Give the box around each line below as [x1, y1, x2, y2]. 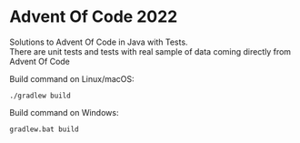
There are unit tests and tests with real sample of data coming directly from [9, 46, 292, 56]
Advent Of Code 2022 [9, 6, 178, 27]
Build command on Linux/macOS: [9, 73, 135, 84]
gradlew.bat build [9, 125, 79, 134]
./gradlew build [9, 91, 71, 100]
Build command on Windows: [9, 107, 119, 117]
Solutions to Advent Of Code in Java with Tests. [9, 36, 188, 47]
